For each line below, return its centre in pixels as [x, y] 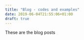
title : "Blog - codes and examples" [42, 10]
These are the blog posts [30, 33]
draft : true [17, 19]
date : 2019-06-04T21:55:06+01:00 [39, 14]
